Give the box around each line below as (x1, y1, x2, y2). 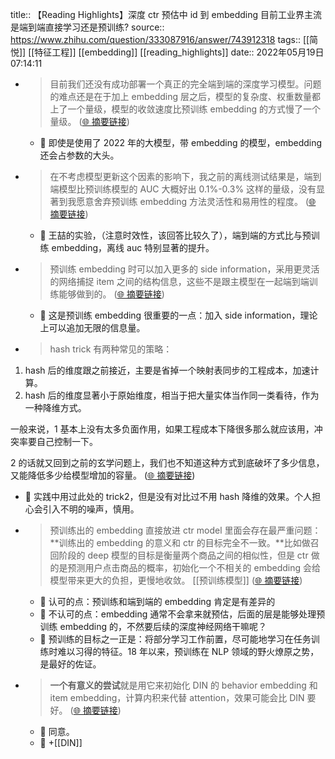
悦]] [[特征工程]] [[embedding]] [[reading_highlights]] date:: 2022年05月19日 (10, 46, 325, 58)
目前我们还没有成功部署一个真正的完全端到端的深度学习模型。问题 (49, 78, 322, 90)
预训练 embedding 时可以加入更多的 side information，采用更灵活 (49, 263, 320, 275)
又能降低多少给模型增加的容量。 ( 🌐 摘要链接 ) (10, 469, 196, 481)
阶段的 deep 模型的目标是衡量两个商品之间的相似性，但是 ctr (58, 549, 309, 561)
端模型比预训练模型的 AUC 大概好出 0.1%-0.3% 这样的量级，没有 (49, 183, 317, 195)
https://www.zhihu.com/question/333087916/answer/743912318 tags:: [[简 (10, 34, 319, 45)
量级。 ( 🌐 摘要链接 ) (49, 116, 130, 127)
